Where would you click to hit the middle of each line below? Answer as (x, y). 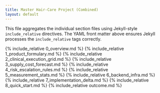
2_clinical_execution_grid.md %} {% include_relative (58, 59)
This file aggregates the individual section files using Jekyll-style (71, 28)
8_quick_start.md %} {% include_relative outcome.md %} (64, 85)
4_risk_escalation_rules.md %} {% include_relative (57, 69)
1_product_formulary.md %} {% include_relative (54, 54)
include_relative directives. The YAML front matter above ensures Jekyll (80, 34)
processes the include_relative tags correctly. (53, 39)
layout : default (22, 14)
